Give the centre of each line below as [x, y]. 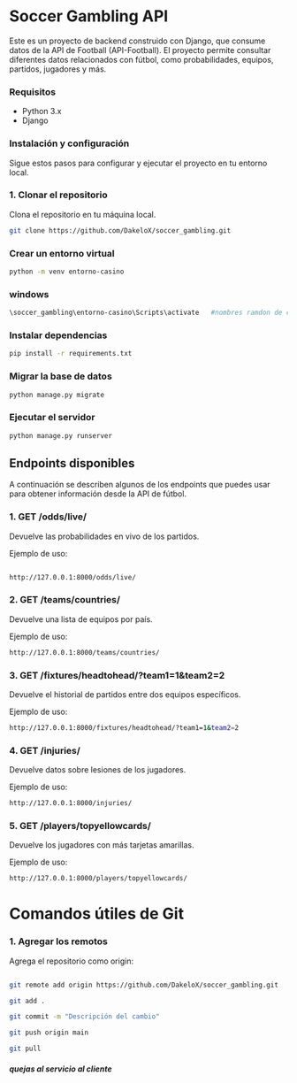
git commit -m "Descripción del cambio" [85, 1017]
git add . [27, 1001]
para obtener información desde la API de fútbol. [98, 494]
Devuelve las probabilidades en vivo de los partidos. [104, 536]
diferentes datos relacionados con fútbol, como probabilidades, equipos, [141, 59]
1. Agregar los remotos [58, 941]
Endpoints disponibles [72, 463]
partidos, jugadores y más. [58, 69]
